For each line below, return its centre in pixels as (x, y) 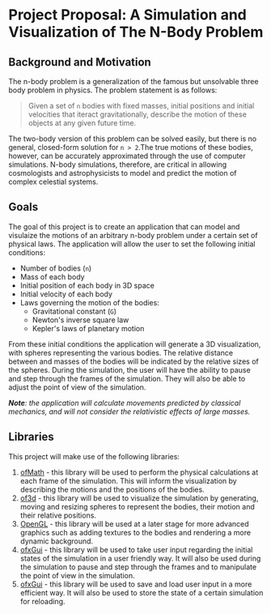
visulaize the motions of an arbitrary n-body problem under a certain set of (133, 235)
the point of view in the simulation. (77, 575)
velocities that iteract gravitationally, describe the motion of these (137, 114)
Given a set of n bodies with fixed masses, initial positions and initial (141, 106)
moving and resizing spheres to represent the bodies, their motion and (137, 506)
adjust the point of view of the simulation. (77, 387)
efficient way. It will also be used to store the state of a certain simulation (142, 592)
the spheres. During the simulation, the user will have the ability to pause (129, 369)
